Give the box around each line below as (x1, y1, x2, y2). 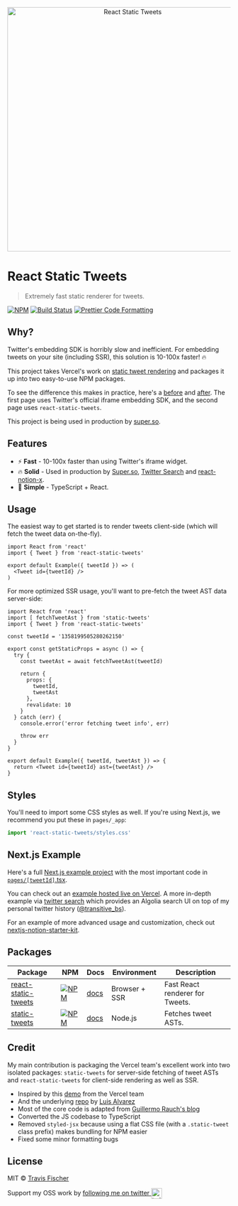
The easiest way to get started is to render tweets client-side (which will (7, 522, 218, 531)
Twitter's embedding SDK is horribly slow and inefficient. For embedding (7, 345, 220, 353)
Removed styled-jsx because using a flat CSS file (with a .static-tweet (17, 1119, 229, 1128)
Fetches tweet (164, 1008, 212, 1018)
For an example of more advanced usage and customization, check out (7, 917, 215, 927)
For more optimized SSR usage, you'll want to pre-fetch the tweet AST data (7, 587, 227, 596)
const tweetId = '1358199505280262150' (7, 633, 125, 640)
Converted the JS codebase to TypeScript (17, 1112, 141, 1121)
